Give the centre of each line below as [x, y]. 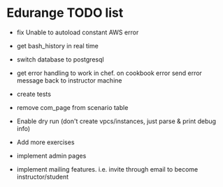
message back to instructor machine [69, 80]
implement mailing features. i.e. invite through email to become [107, 169]
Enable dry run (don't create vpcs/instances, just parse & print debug [116, 121]
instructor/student [43, 176]
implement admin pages [51, 155]
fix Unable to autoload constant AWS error [78, 32]
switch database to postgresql [60, 59]
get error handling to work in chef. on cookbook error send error [109, 73]
